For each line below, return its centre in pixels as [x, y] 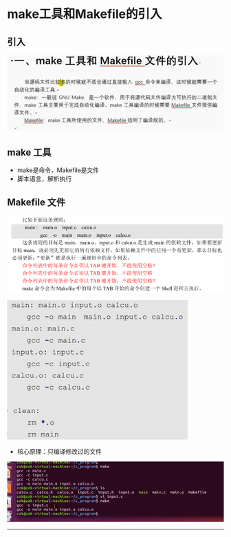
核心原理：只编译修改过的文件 [59, 451]
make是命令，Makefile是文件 [58, 170]
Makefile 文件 [36, 203]
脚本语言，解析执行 [44, 179]
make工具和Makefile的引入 [85, 14]
